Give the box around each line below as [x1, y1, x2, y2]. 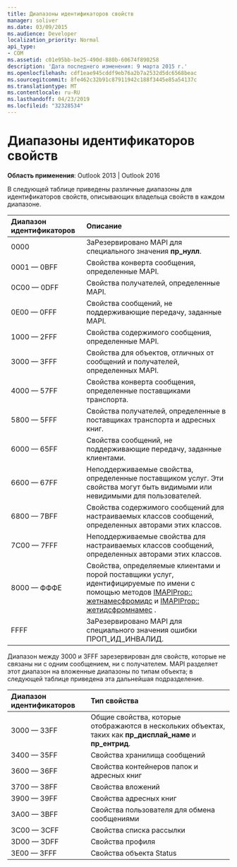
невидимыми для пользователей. [86, 490, 202, 500]
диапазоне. [7, 199, 42, 208]
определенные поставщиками [86, 386, 190, 396]
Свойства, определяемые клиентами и [86, 560, 221, 570]
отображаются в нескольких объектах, [90, 721, 226, 731]
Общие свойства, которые [90, 712, 181, 721]
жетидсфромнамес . [86, 605, 157, 615]
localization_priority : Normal [7, 37, 99, 44]
